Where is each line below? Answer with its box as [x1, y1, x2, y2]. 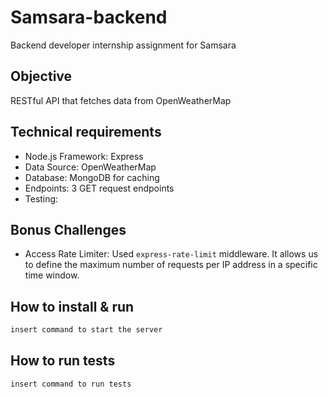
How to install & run [10, 298, 135, 315]
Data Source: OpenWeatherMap [24, 161, 157, 173]
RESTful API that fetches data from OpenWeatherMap [10, 94, 232, 106]
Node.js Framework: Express [24, 150, 144, 162]
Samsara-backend [10, 6, 168, 29]
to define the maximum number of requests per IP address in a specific [24, 259, 318, 271]
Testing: [24, 192, 59, 205]
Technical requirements [10, 124, 162, 141]
